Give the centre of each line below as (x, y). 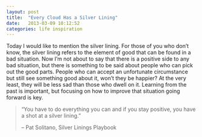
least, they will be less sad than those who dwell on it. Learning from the (96, 85)
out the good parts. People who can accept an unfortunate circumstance (97, 72)
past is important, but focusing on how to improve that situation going (93, 91)
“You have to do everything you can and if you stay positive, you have (108, 109)
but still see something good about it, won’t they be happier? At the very (96, 78)
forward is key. (25, 98)
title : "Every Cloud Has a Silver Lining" (62, 18)
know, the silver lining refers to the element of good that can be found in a (99, 53)
